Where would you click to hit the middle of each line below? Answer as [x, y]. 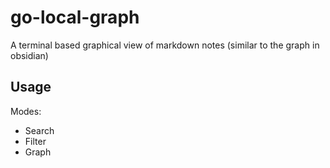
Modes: [26, 111]
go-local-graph [75, 17]
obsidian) [29, 55]
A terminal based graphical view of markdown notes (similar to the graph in [165, 45]
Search [39, 130]
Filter [35, 141]
